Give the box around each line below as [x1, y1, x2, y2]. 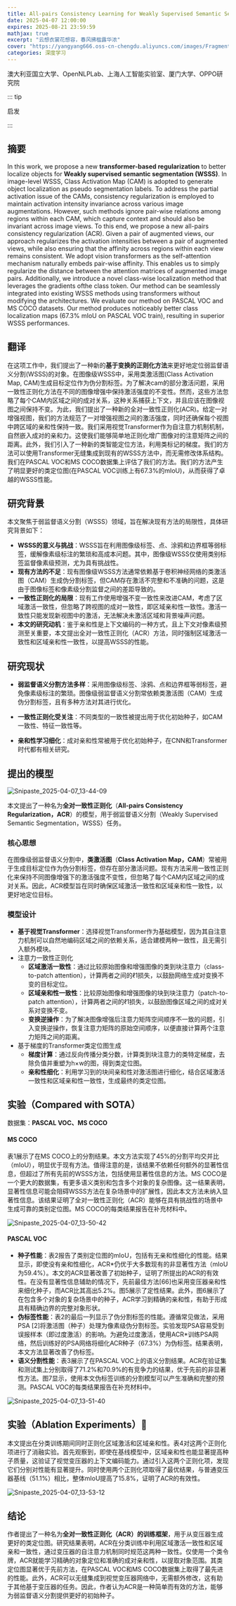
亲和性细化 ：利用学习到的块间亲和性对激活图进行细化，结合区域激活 [27, 1067, 225, 1076]
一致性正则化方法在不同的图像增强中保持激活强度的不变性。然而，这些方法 [7, 387, 223, 395]
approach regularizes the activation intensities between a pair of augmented [7, 237, 228, 245]
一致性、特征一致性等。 [17, 721, 86, 730]
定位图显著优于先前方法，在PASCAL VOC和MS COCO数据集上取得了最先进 [7, 1565, 223, 1574]
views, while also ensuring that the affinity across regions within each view [7, 244, 224, 253]
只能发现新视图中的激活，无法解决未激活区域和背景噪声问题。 [29, 612, 209, 620]
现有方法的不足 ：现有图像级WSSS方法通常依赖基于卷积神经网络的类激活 [17, 567, 227, 576]
